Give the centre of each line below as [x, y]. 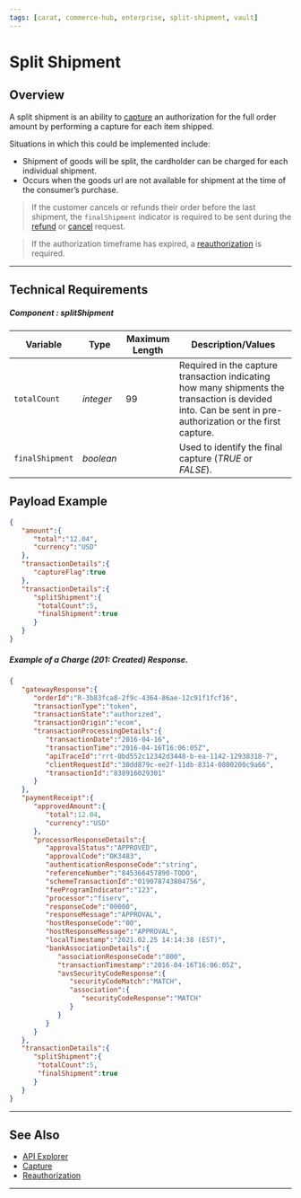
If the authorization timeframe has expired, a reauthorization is [146, 243]
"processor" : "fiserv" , [87, 898]
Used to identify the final [231, 447]
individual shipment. [59, 171]
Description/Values [233, 344]
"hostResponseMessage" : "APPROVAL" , [112, 932]
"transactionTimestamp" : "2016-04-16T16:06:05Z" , [150, 965]
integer [97, 399]
